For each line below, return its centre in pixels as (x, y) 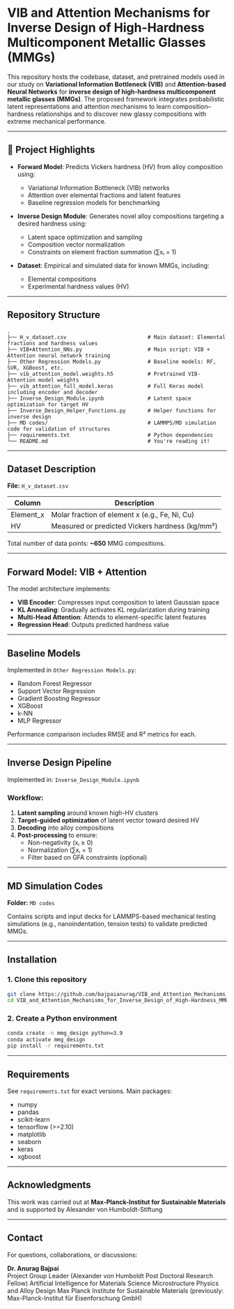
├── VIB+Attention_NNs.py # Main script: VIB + (109, 349)
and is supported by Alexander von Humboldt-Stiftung (85, 1209)
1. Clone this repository (47, 980)
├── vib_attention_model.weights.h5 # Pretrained (96, 374)
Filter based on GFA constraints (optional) (87, 858)
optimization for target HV (48, 404)
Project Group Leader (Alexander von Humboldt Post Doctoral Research (110, 1275)
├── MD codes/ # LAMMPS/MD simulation (112, 423)
